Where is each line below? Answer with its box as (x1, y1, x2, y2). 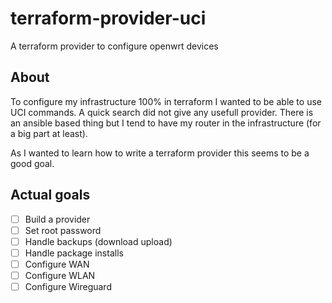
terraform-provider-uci (10, 7, 207, 30)
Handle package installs (24, 247, 124, 259)
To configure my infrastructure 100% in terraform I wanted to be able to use (10, 95, 322, 107)
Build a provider (24, 213, 91, 225)
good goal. (10, 157, 55, 169)
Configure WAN (24, 258, 90, 270)
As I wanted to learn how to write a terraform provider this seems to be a (10, 147, 310, 159)
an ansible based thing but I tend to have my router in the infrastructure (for (10, 117, 322, 129)
